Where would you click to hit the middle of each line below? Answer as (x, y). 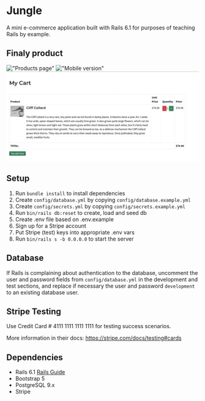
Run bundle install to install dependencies (70, 193)
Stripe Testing (34, 312)
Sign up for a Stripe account (51, 226)
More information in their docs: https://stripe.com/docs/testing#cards (94, 338)
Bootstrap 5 (30, 379)
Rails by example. (28, 34)
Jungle (24, 11)
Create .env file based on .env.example (65, 219)
